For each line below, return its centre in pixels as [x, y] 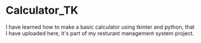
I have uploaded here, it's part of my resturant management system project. [100, 33]
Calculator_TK [42, 10]
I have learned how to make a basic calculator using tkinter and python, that [100, 27]
